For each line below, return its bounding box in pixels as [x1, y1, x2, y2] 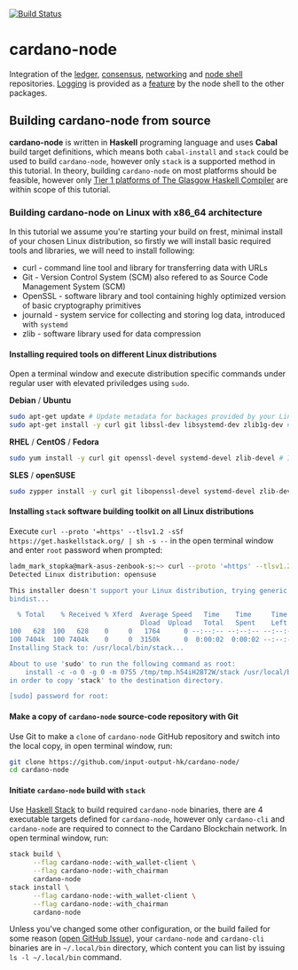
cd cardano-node [9, 766, 69, 775]
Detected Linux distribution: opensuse [9, 570, 157, 579]
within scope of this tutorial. [9, 184, 111, 194]
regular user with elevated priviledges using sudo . [9, 378, 190, 389]
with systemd [21, 319, 68, 330]
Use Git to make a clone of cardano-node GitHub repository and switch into [9, 730, 281, 741]
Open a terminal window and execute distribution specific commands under [9, 368, 286, 379]
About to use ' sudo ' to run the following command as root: [9, 659, 237, 668]
